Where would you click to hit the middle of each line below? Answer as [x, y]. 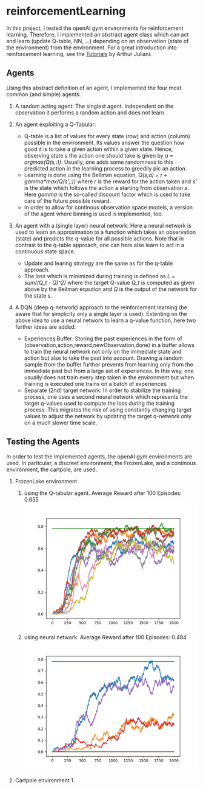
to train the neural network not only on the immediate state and [103, 351]
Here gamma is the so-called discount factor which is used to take [107, 194]
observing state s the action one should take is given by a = [99, 155]
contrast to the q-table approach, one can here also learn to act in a [100, 245]
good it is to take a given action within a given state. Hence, [98, 149]
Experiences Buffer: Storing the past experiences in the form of [103, 338]
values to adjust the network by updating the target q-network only [108, 416]
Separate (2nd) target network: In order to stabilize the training [102, 390]
